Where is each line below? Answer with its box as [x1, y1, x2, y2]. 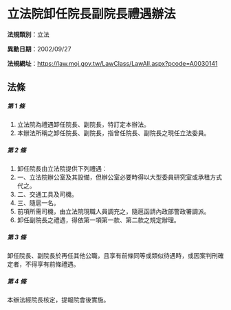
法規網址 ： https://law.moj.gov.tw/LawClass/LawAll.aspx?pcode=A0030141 [7, 59, 218, 67]
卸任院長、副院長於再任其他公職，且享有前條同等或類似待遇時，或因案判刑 [7, 252, 218, 260]
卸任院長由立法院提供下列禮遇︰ [16, 165, 108, 173]
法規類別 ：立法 [7, 30, 49, 38]
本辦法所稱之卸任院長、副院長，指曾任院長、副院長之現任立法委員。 [16, 129, 210, 137]
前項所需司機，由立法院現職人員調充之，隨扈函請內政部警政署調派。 [16, 207, 210, 216]
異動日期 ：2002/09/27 [7, 45, 71, 53]
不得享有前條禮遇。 [25, 260, 80, 268]
